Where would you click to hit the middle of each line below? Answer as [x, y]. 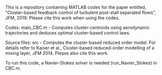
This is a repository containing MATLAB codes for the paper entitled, [76, 7]
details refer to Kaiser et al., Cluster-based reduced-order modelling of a [80, 48]
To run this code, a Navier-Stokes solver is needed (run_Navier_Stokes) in [81, 63]
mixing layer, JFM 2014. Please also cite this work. [57, 53]
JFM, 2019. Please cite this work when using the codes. [62, 18]
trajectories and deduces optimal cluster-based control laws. [68, 33]
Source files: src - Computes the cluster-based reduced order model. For [80, 42]
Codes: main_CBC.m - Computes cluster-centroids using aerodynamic [77, 27]
